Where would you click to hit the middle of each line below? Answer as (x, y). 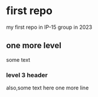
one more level (34, 46)
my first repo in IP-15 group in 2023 (49, 27)
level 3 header (27, 75)
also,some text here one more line (48, 88)
